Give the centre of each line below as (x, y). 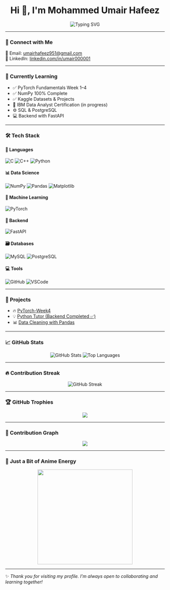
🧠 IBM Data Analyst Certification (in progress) (60, 104)
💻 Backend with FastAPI (38, 115)
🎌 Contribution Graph (32, 433)
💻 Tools (14, 269)
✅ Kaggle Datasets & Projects (44, 99)
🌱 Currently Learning (31, 76)
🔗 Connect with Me (29, 42)
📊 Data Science (22, 173)
